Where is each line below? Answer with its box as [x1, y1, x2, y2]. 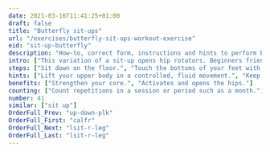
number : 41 [8, 94, 45, 102]
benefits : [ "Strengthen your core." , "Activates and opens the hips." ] [8, 79, 253, 87]
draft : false [8, 19, 52, 27]
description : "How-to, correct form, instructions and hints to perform [8, 49, 257, 57]
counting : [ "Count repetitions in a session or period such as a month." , [8, 86, 264, 95]
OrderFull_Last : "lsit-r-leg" [8, 131, 110, 139]
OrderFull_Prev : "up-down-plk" [8, 109, 113, 117]
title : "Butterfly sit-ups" [8, 27, 103, 35]
